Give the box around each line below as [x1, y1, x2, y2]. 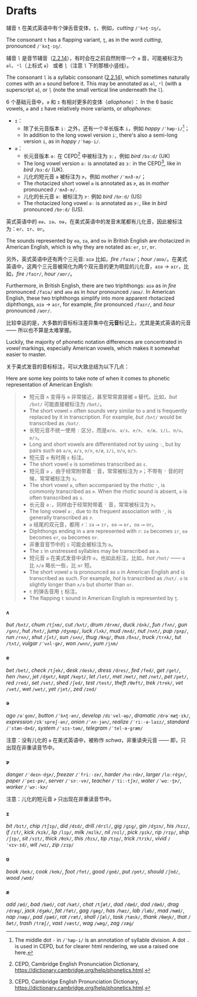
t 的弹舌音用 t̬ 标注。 [29, 588, 80, 595]
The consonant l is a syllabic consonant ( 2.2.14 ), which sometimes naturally [6, 74, 190, 81]
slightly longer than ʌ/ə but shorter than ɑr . [29, 581, 134, 588]
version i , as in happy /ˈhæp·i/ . [23, 137, 101, 145]
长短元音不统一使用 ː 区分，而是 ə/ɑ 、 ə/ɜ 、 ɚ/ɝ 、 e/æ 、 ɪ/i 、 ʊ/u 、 [29, 426, 186, 433]
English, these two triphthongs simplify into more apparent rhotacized [6, 294, 175, 302]
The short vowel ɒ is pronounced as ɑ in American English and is [29, 568, 185, 575]
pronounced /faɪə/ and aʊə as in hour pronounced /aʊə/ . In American [6, 288, 175, 295]
